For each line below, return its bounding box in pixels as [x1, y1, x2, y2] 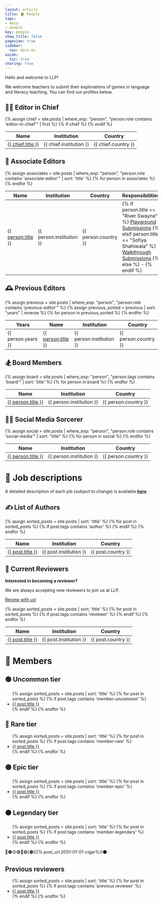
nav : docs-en [9, 48, 36, 52]
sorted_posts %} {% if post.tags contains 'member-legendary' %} [12, 829, 144, 835]
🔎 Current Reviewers [5, 565, 69, 573]
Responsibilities [122, 192, 160, 199]
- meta [5, 20, 18, 26]
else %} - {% [122, 261, 152, 267]
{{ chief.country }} [94, 141, 135, 148]
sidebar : [5, 43, 23, 48]
